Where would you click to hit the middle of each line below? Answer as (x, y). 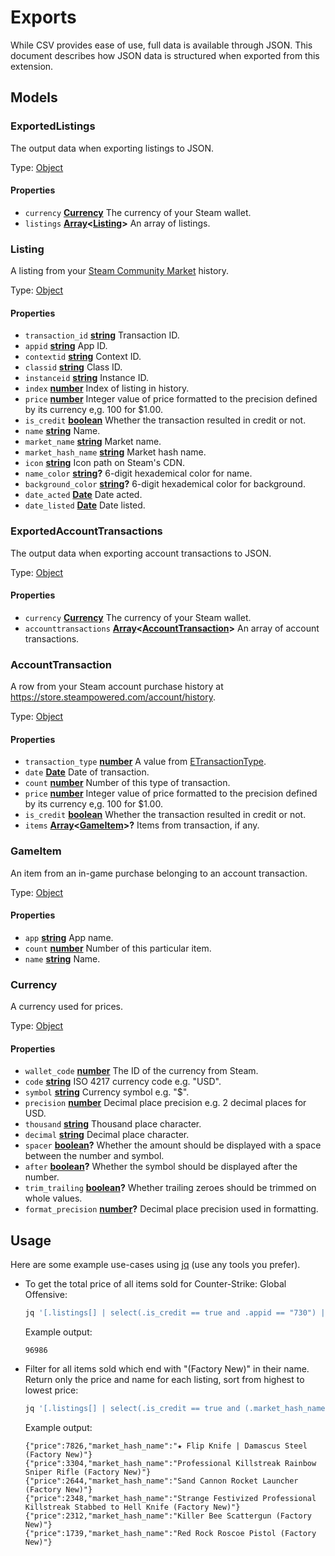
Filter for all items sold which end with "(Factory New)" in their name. (167, 1369)
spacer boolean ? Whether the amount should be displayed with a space (173, 1145)
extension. (32, 66)
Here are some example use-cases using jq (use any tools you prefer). (155, 1265)
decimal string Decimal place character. (107, 1135)
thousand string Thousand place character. (113, 1124)
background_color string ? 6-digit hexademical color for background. (165, 484)
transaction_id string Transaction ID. (102, 335)
